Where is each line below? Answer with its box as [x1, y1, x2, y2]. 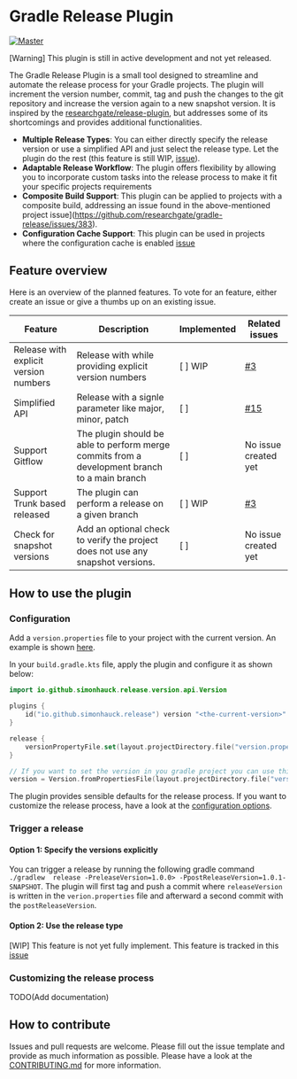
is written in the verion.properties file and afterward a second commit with [9, 890, 284, 901]
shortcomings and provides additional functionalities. [9, 117, 202, 128]
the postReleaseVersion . [9, 900, 97, 911]
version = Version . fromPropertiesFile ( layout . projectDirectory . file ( [9, 775, 271, 784]
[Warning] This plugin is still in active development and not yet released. [9, 52, 272, 63]
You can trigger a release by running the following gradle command [9, 864, 255, 874]
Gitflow [13, 454, 43, 467]
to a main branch [76, 471, 147, 484]
